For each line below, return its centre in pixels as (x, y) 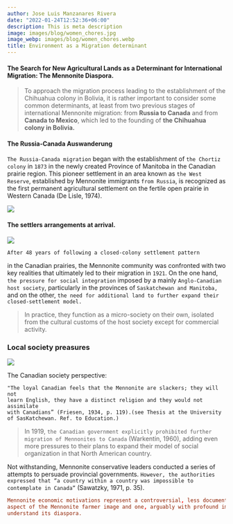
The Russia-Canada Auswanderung (60, 144)
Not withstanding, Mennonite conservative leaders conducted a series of (111, 466)
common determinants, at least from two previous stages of (110, 105)
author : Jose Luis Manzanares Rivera (62, 14)
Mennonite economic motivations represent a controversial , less (103, 500)
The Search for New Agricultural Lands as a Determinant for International (115, 68)
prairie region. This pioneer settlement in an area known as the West (105, 174)
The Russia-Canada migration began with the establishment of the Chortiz (114, 159)
